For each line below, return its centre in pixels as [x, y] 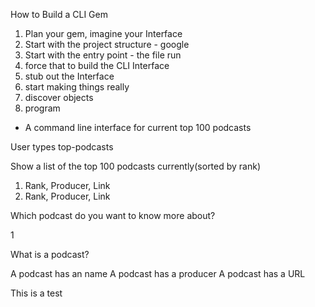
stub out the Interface [69, 76]
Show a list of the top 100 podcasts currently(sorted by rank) [136, 166]
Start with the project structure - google [107, 44]
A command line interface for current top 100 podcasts [138, 127]
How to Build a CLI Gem [59, 14]
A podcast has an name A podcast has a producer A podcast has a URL [158, 273]
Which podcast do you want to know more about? [113, 215]
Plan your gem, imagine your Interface [103, 33]
